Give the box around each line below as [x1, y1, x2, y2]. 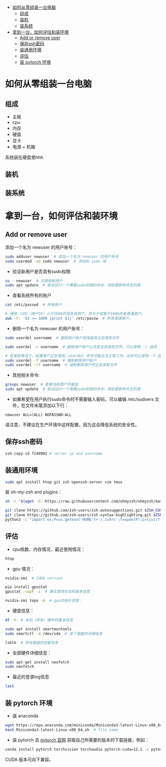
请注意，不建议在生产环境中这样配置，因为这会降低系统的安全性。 [5, 422, 139, 428]
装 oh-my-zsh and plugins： [5, 489, 63, 495]
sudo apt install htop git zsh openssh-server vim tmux [5, 479, 123, 485]
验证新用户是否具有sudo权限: [12, 268, 72, 274]
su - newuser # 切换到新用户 [5, 278, 63, 283]
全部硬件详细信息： [12, 649, 52, 656]
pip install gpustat [5, 584, 48, 589]
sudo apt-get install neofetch [5, 659, 70, 665]
